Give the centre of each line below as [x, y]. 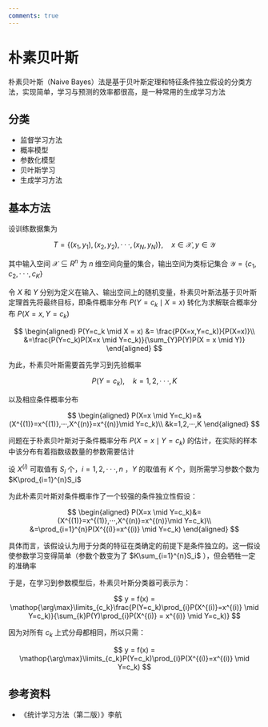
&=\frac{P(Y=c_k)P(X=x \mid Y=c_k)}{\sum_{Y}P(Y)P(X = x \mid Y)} [134, 339]
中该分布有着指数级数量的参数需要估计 [71, 452]
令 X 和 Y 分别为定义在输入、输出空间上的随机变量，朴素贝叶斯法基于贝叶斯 [133, 293]
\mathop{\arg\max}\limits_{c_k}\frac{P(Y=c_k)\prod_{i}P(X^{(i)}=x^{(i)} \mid [134, 607]
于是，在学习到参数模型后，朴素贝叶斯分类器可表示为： [99, 583]
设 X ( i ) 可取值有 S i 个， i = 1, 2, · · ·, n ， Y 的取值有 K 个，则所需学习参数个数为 [134, 469]
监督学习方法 [41, 140]
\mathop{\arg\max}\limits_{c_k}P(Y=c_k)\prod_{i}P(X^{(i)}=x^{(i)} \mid [134, 658]
